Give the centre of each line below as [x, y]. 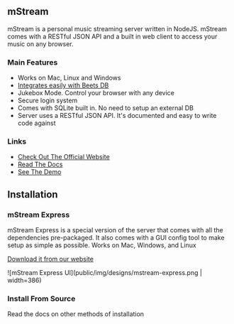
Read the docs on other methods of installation [76, 314]
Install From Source [41, 299]
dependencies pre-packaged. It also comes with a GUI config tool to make [116, 238]
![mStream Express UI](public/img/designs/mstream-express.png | [105, 273]
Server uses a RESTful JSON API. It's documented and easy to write [117, 116]
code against [37, 123]
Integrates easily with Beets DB [63, 85]
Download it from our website [51, 259]
